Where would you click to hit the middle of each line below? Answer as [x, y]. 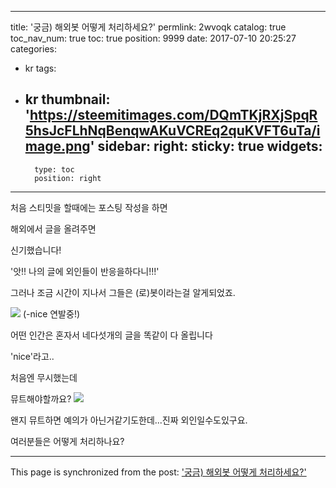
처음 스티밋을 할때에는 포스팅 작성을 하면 [89, 207]
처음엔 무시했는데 [44, 377]
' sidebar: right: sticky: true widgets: [206, 146]
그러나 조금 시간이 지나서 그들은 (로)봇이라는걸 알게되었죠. [123, 292]
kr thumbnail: [67, 99]
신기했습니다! [36, 250]
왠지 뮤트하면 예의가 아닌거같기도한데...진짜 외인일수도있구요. [129, 420]
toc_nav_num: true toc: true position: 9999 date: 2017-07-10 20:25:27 [153, 38]
